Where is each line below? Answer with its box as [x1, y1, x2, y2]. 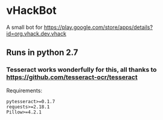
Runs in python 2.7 [6, 48, 78, 58]
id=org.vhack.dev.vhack [6, 30, 66, 37]
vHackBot [6, 4, 57, 17]
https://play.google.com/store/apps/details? [43, 24, 153, 31]
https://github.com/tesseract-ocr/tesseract [6, 73, 138, 81]
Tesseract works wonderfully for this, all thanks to [6, 66, 157, 74]
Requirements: [6, 87, 42, 94]
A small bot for [6, 24, 43, 31]
